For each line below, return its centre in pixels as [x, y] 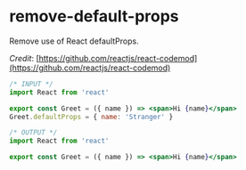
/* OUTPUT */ [33, 133]
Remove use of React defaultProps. [74, 41]
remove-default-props [94, 16]
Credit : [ [24, 58]
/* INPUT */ [31, 84]
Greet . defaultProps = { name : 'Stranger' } [91, 117]
